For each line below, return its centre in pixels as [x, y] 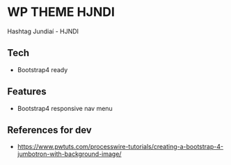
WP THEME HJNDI [61, 12]
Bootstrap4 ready [42, 69]
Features [27, 92]
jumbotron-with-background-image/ [69, 154]
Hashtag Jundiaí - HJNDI [43, 31]
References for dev [49, 130]
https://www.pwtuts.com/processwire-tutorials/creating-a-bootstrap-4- [120, 147]
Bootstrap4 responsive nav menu [65, 108]
